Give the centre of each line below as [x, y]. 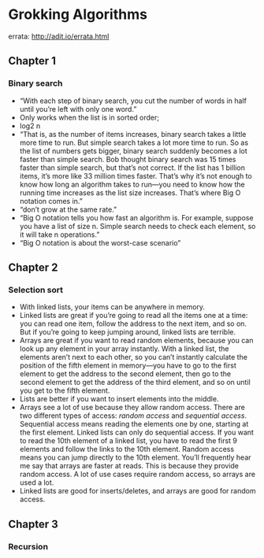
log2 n [30, 126]
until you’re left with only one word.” [78, 109]
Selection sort [35, 290]
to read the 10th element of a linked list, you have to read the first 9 [128, 441]
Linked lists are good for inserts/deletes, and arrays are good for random [138, 491]
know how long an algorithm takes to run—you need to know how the [132, 184]
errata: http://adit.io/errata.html [59, 36]
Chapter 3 [33, 524]
